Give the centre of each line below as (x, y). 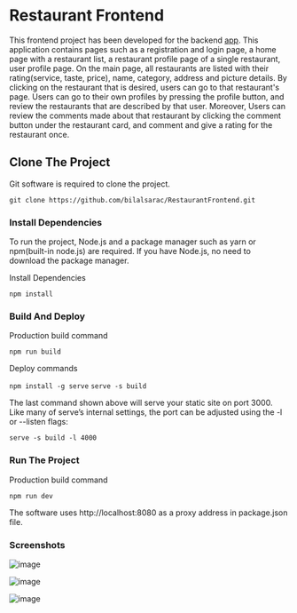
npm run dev (31, 496)
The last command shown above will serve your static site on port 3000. (141, 403)
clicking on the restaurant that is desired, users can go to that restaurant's (145, 87)
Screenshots (37, 545)
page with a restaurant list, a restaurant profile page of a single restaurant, (145, 59)
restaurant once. (39, 134)
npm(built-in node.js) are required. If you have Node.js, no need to (130, 251)
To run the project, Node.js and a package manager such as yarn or (133, 242)
